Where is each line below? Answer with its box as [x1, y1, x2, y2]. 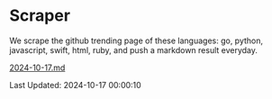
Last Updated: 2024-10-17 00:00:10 [9, 79, 141, 90]
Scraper [9, 5, 70, 26]
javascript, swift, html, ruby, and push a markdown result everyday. [9, 44, 258, 55]
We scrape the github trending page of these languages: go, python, [9, 35, 264, 46]
